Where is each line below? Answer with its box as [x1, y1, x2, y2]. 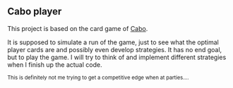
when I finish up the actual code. [7, 60, 102, 69]
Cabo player [7, 6, 62, 18]
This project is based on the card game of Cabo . [7, 24, 148, 32]
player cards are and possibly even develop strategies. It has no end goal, [7, 45, 222, 54]
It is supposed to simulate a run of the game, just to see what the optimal [7, 38, 219, 46]
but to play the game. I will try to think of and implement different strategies [7, 53, 227, 61]
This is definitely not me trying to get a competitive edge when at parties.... [7, 74, 189, 81]
